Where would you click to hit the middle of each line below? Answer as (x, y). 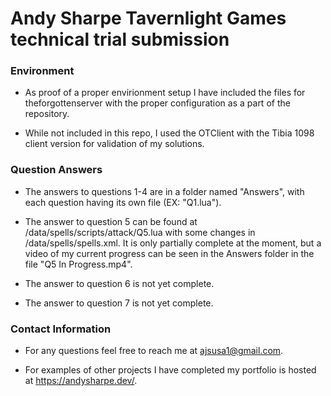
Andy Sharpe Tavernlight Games (148, 18)
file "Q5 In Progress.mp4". (78, 264)
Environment (42, 71)
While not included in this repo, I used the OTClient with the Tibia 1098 (169, 133)
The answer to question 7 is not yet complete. (119, 303)
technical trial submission (120, 39)
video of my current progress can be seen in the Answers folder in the (169, 253)
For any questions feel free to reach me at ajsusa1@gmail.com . (154, 351)
